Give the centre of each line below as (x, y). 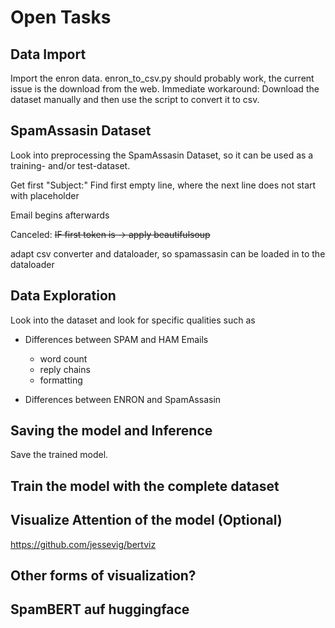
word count (63, 358)
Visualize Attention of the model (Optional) (146, 520)
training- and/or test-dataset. (70, 165)
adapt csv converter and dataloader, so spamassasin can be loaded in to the (168, 253)
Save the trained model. (59, 455)
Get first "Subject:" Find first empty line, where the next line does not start (163, 185)
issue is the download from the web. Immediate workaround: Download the (165, 89)
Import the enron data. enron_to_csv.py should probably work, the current (162, 78)
